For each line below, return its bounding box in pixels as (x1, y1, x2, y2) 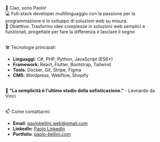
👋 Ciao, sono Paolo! (5, 5, 47, 11)
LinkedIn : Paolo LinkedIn (12, 126, 65, 132)
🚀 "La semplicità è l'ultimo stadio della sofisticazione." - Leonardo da (5, 88, 155, 94)
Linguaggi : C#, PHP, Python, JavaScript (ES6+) (12, 56, 113, 62)
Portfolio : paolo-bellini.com (12, 131, 71, 137)
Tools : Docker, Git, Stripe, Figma (12, 67, 82, 73)
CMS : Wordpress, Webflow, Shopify (12, 72, 88, 78)
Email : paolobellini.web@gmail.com (12, 120, 88, 126)
